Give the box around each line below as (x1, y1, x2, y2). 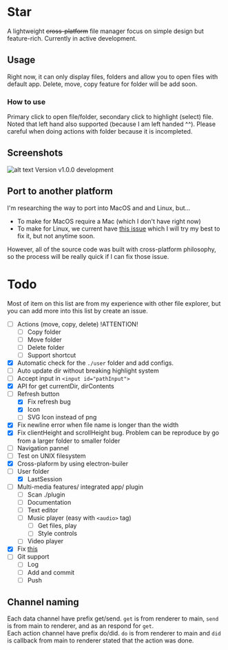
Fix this (17, 545, 38, 553)
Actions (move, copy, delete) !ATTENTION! (17, 319, 138, 328)
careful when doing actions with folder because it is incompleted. (7, 127, 193, 136)
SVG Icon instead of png (27, 413, 97, 421)
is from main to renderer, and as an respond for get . (7, 622, 154, 630)
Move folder (27, 335, 62, 344)
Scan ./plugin (27, 490, 65, 499)
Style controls (37, 530, 78, 538)
